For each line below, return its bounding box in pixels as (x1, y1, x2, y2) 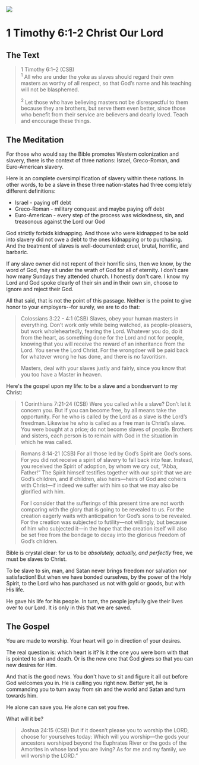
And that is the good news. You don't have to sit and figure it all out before (6, 673, 188, 680)
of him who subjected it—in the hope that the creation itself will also (20, 525, 187, 532)
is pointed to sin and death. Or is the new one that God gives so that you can (6, 655, 194, 662)
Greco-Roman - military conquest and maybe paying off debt (14, 205, 165, 212)
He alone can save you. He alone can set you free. (6, 704, 129, 711)
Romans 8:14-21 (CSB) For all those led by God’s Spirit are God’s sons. (20, 450, 192, 457)
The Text (6, 50, 40, 60)
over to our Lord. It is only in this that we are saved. (6, 604, 132, 611)
